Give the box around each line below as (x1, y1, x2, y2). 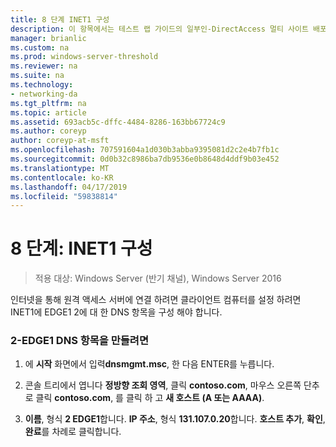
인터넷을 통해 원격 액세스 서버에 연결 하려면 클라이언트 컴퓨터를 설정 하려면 (10, 294, 302, 306)
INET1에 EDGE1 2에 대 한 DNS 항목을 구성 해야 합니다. (10, 306, 223, 318)
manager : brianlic (10, 33, 87, 43)
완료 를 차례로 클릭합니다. (24, 426, 122, 438)
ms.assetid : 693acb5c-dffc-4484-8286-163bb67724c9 (10, 117, 226, 127)
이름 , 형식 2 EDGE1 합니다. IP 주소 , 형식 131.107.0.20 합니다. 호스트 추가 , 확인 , (24, 413, 326, 425)
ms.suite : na (10, 71, 65, 81)
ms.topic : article (10, 107, 87, 118)
